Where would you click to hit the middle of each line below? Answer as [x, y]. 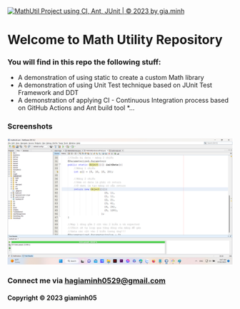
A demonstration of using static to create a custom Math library [111, 78]
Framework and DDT [48, 93]
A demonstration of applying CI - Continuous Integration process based [123, 101]
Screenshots [30, 126]
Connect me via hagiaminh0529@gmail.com [87, 280]
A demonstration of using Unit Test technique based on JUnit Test [115, 85]
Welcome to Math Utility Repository [115, 40]
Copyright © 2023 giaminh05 [52, 298]
